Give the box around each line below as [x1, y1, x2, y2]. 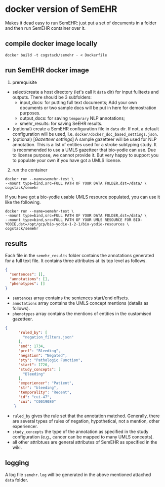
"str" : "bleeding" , [18, 385, 58, 390]
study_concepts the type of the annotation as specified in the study [12, 429, 149, 434]
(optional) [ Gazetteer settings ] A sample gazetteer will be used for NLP [12, 136, 157, 142]
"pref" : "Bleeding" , [18, 348, 61, 354]
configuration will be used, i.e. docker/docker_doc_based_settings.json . [12, 131, 158, 137]
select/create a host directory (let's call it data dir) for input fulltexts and [12, 89, 159, 95]
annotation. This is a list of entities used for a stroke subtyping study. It [12, 141, 157, 147]
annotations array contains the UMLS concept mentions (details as [12, 300, 149, 306]
